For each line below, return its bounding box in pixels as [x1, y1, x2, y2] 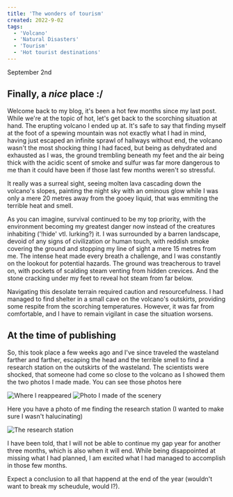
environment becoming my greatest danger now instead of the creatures [7, 222, 216, 230]
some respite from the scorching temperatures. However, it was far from [7, 302, 214, 310]
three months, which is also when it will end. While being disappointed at [7, 446, 216, 455]
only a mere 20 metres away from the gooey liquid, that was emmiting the [7, 194, 219, 202]
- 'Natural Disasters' [13, 36, 79, 43]
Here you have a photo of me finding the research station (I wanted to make [7, 405, 225, 413]
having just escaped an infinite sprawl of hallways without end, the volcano [7, 136, 223, 145]
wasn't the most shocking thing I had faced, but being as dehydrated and [7, 143, 217, 152]
